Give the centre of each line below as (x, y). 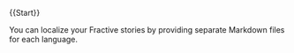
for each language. (43, 39)
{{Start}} (25, 13)
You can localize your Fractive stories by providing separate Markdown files (147, 30)
